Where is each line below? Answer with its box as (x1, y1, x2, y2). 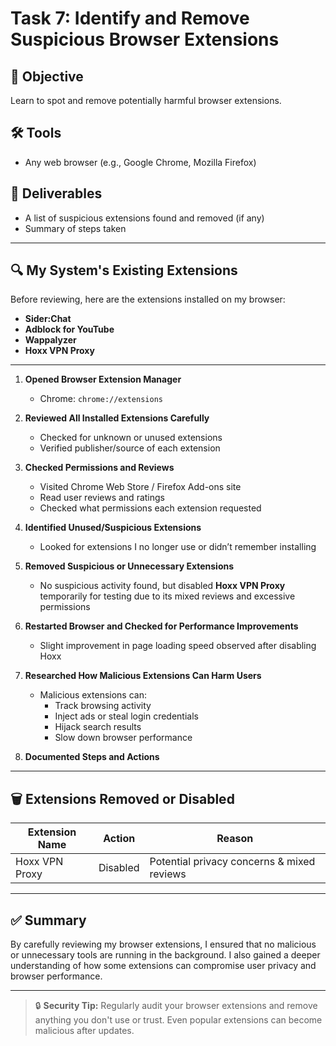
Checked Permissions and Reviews (24, 462, 175, 474)
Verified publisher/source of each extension (39, 442, 221, 454)
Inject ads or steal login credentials (54, 710, 199, 722)
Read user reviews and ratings (39, 492, 165, 504)
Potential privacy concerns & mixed (149, 855, 316, 869)
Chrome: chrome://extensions (39, 393, 163, 405)
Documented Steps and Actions (24, 751, 160, 763)
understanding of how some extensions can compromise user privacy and (10, 960, 317, 972)
